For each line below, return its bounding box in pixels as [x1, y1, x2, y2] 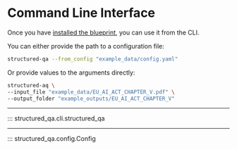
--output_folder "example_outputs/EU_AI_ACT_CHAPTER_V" [7, 95, 175, 102]
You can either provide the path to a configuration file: [7, 42, 164, 50]
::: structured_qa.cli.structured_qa [7, 114, 105, 123]
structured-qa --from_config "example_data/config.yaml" [7, 55, 178, 63]
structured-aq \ [7, 82, 55, 89]
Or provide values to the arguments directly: [7, 68, 135, 77]
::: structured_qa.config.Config [7, 135, 97, 143]
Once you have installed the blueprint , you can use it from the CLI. [7, 28, 200, 37]
